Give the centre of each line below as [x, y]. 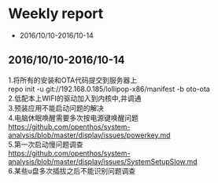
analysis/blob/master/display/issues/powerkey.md [89, 135]
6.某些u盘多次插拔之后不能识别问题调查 [72, 170]
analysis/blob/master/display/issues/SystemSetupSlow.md [103, 161]
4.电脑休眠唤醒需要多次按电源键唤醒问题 [74, 118]
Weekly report [56, 14]
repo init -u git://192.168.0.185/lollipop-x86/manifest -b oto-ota [109, 89]
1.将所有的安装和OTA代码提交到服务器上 [73, 80]
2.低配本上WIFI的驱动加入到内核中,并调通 [75, 98]
